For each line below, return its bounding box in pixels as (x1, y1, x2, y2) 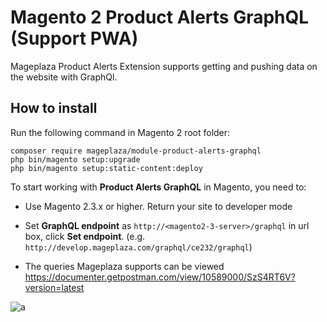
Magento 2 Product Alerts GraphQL (10, 6, 310, 29)
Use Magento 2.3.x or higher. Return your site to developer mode (24, 200, 293, 212)
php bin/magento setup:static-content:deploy (10, 163, 203, 173)
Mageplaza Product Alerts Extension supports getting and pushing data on (10, 60, 318, 72)
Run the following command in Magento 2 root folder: (10, 126, 231, 138)
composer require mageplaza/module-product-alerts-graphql (10, 146, 262, 156)
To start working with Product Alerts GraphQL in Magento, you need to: (10, 181, 307, 193)
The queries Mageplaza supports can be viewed (24, 260, 225, 272)
